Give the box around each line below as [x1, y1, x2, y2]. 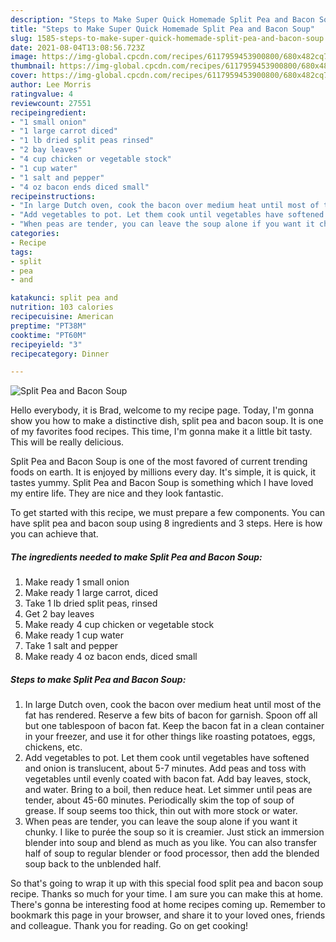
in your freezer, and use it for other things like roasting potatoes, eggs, [24, 731, 316, 743]
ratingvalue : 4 [10, 89, 74, 99]
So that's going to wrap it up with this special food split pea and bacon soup [10, 877, 324, 890]
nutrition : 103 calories [10, 302, 114, 313]
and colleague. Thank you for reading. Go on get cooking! [10, 920, 249, 932]
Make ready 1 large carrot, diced [24, 587, 159, 599]
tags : [10, 247, 33, 257]
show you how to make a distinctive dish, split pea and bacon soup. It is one [10, 415, 324, 427]
